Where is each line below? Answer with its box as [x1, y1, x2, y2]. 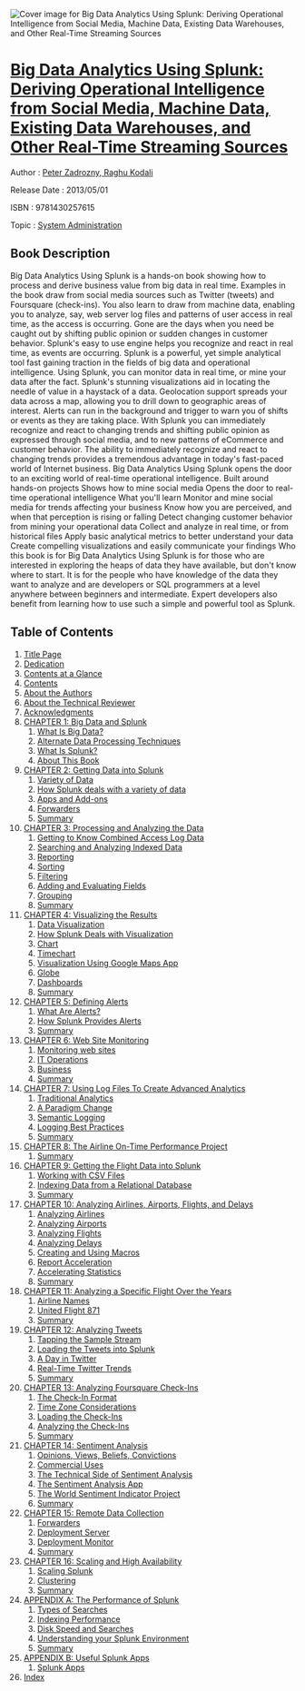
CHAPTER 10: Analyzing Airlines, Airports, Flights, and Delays [23, 1199, 253, 1210]
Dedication [23, 658, 64, 669]
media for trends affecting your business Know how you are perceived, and [10, 501, 292, 512]
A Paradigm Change [36, 1102, 113, 1112]
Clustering [36, 1575, 76, 1586]
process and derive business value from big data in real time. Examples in [10, 280, 286, 291]
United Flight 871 [36, 1304, 101, 1316]
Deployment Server [36, 1527, 110, 1538]
